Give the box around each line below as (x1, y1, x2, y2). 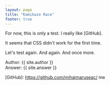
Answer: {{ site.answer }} (5, 64, 57, 70)
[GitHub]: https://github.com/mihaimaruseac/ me (5, 74, 106, 80)
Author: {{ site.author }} (5, 59, 54, 65)
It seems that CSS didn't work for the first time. (5, 40, 102, 46)
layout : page (5, 7, 32, 12)
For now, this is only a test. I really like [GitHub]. (5, 30, 103, 36)
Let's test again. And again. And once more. (5, 49, 96, 55)
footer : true (5, 16, 32, 21)
